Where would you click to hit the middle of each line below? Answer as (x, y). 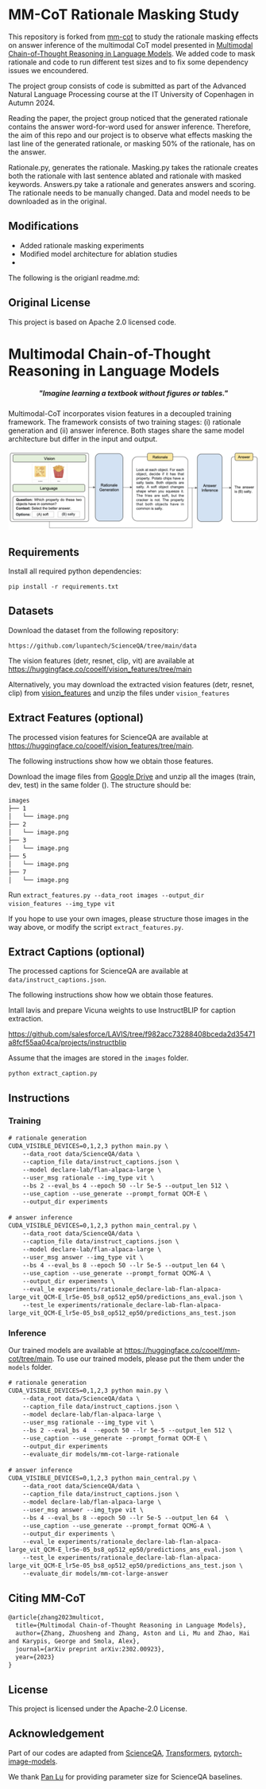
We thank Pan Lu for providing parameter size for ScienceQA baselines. (125, 1776)
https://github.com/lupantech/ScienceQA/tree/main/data (102, 646)
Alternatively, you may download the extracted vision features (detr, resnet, (131, 684)
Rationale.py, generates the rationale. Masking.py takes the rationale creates (133, 167)
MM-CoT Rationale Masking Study (124, 15)
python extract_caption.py (53, 1074)
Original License (50, 303)
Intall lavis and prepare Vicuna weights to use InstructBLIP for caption (122, 1010)
